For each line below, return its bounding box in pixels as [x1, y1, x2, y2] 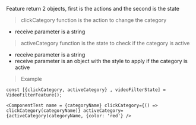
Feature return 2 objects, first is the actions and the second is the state [6, 5, 180, 12]
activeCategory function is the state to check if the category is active [20, 40, 190, 46]
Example [20, 76, 43, 82]
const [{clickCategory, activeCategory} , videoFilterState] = [6, 87, 166, 93]
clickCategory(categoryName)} [6, 108, 81, 114]
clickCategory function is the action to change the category [20, 17, 167, 23]
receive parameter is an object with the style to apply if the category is [14, 58, 188, 64]
